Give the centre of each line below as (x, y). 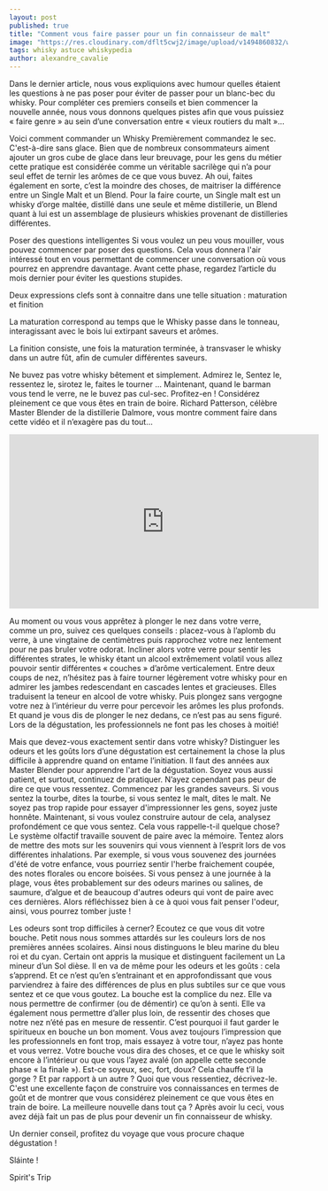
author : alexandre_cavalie (59, 58)
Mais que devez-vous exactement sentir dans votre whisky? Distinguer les (145, 742)
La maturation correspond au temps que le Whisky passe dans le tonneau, (145, 321)
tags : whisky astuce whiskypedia (71, 50)
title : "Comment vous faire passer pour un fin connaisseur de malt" (140, 34)
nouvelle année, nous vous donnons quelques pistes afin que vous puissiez (147, 112)
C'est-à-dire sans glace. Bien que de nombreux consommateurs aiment (139, 148)
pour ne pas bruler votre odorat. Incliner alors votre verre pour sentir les (140, 649)
